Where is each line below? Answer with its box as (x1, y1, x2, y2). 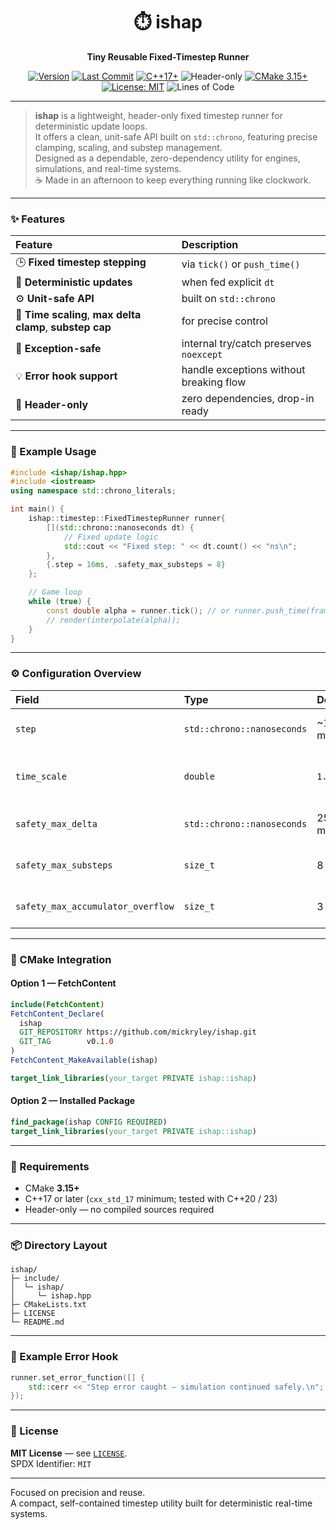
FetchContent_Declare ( (10, 1009, 105, 1019)
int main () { (10, 504, 65, 514)
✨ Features (10, 212, 66, 226)
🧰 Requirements (10, 1159, 90, 1173)
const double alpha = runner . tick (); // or (46, 605, 230, 616)
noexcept (181, 349, 223, 361)
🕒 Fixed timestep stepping (15, 255, 147, 269)
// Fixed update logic (63, 532, 159, 542)
